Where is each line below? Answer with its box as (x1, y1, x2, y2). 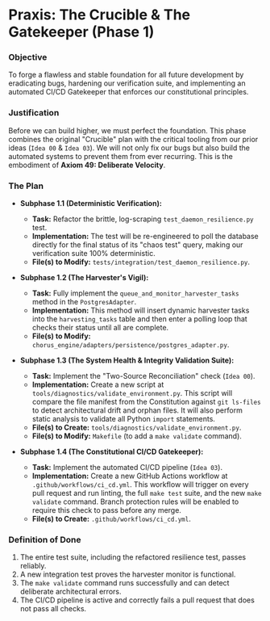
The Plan (8, 180, 44, 191)
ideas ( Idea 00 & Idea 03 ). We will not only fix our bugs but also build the (8, 143, 250, 153)
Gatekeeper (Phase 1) (8, 23, 155, 41)
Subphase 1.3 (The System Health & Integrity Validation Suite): (19, 355, 235, 365)
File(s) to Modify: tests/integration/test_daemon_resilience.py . (31, 257, 251, 267)
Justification (8, 107, 60, 119)
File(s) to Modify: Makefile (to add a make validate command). (31, 431, 242, 441)
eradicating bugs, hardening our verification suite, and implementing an (8, 78, 246, 88)
